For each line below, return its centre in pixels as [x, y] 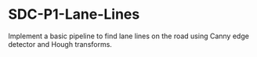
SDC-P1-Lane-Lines [74, 14]
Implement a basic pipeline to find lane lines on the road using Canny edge [128, 36]
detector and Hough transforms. [60, 44]
